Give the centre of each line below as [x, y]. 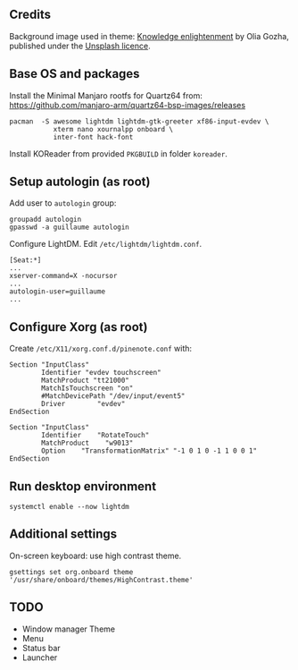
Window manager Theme [69, 629]
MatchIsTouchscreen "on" [87, 388]
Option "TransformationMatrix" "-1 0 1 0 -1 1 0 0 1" [149, 451]
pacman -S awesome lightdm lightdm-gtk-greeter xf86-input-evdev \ [139, 121]
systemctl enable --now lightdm [69, 507]
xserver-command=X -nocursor [63, 276]
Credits [30, 15]
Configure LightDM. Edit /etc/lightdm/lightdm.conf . [106, 244]
